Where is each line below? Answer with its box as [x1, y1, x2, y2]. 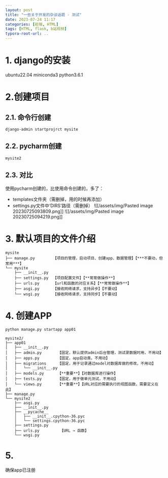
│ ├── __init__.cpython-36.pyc [14, 414, 85, 419]
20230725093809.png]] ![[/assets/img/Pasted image [12, 208, 124, 214]
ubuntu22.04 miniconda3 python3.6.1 [5, 72, 83, 78]
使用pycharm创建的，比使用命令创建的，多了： [5, 185, 104, 191]
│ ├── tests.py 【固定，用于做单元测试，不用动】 [5, 376, 118, 382]
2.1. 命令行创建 [5, 113, 51, 122]
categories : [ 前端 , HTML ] [5, 21, 59, 27]
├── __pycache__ [14, 409, 49, 415]
